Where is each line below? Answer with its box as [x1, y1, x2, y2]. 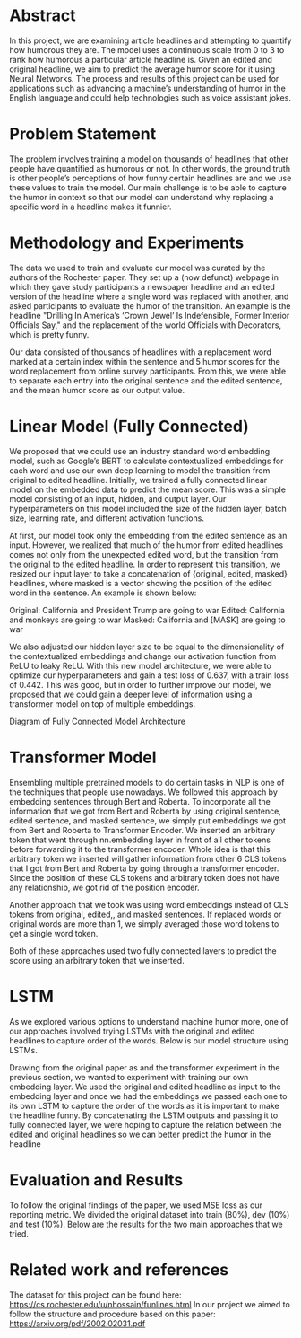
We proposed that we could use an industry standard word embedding [9, 445, 271, 456]
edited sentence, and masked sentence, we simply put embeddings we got [9, 814, 287, 826]
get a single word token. [9, 928, 99, 938]
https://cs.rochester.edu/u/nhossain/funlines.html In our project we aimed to [9, 1298, 291, 1309]
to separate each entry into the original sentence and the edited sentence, [9, 374, 283, 386]
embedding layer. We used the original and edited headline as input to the [9, 1081, 281, 1092]
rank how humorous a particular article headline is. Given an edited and [9, 54, 273, 65]
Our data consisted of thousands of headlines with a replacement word [9, 347, 271, 357]
